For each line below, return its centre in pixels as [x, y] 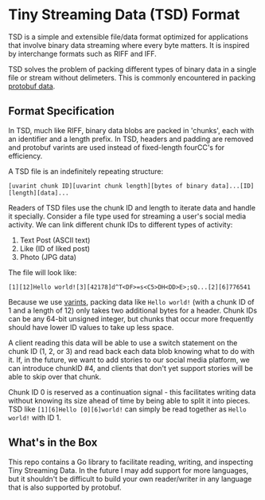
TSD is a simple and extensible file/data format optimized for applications [129, 37]
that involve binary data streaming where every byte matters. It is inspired [129, 45]
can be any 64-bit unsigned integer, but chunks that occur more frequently [131, 319]
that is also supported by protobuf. [65, 487]
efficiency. [25, 156]
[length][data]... [39, 193]
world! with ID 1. [35, 417]
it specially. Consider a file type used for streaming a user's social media [127, 216]
